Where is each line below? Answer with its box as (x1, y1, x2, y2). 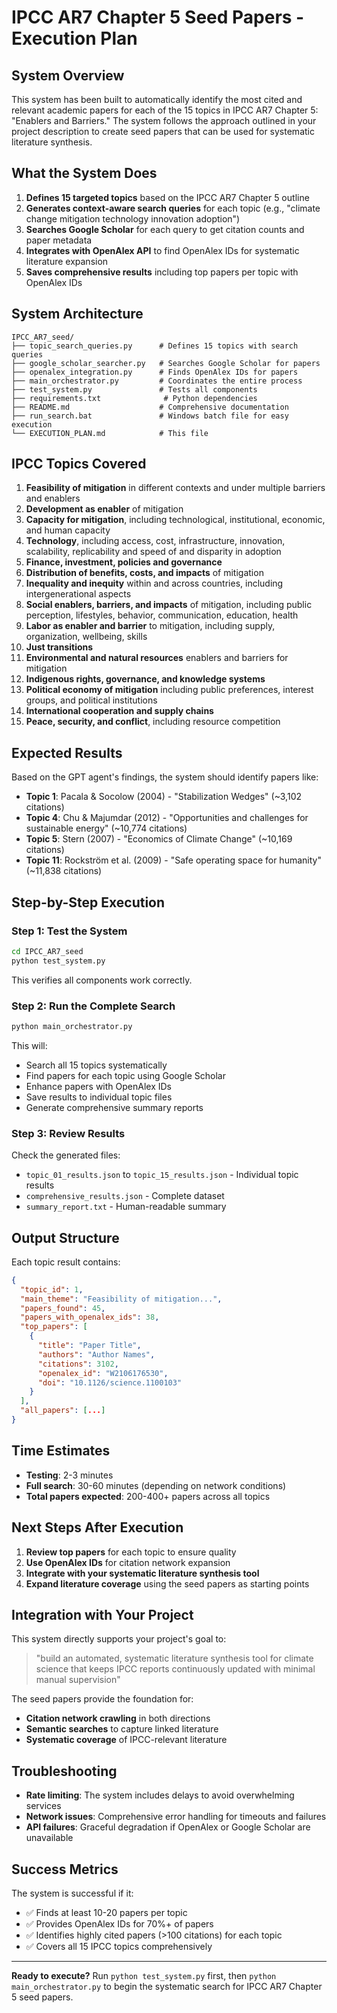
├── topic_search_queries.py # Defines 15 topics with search (11, 341, 299, 351)
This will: (11, 1039, 48, 1051)
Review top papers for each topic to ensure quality (25, 1546, 237, 1558)
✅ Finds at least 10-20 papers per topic (25, 1907, 188, 1919)
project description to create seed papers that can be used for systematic (11, 126, 315, 137)
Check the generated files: (11, 1149, 121, 1161)
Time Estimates (11, 1442, 111, 1460)
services (25, 1800, 62, 1812)
